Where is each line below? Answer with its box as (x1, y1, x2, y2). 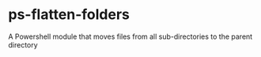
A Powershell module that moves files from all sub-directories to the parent (8, 32, 253, 41)
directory (8, 40, 38, 49)
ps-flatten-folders (8, 6, 130, 24)
